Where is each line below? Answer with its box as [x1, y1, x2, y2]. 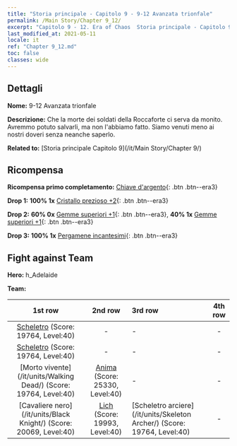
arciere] [168, 401, 195, 411]
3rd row [131, 305, 159, 315]
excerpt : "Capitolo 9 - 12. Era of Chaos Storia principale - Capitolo [7, 23, 226, 30]
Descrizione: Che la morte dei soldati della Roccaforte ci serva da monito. [7, 115, 223, 124]
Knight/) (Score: [19, 418, 73, 428]
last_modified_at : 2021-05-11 [7, 30, 97, 37]
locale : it [7, 37, 39, 44]
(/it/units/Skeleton [131, 409, 192, 419]
